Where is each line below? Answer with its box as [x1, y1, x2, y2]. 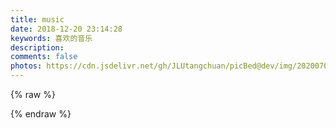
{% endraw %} [10, 108, 72, 120]
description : [10, 42, 65, 53]
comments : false [10, 52, 78, 62]
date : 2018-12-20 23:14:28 [10, 24, 123, 34]
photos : [10, 61, 43, 71]
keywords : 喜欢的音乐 [10, 33, 93, 43]
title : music [10, 14, 65, 25]
